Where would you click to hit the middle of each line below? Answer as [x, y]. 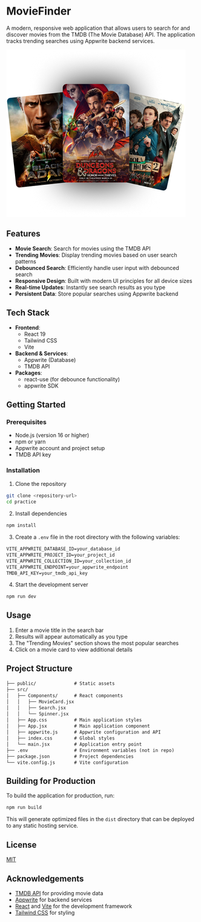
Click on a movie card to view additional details [74, 650]
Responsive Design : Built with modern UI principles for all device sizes [104, 280]
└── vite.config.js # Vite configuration [68, 762]
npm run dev [21, 597]
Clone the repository [41, 484]
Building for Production [51, 781]
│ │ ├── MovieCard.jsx [40, 702]
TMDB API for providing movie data [59, 893]
